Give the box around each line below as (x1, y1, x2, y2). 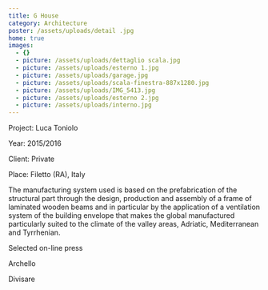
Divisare (8, 274, 36, 284)
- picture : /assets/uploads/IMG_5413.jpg (15, 86, 156, 95)
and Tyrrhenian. (8, 228, 61, 237)
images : (8, 42, 34, 50)
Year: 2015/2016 (8, 139, 62, 148)
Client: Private (8, 154, 54, 164)
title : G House (8, 11, 59, 20)
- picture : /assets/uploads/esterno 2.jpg (15, 94, 159, 102)
